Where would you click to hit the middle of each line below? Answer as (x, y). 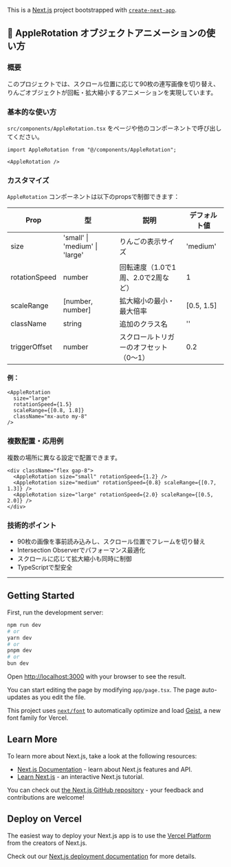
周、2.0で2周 (141, 278)
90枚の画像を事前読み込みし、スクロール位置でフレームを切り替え (111, 542)
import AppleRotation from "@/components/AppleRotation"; (92, 150)
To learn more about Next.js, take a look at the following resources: (102, 756)
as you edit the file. (59, 697)
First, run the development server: (55, 612)
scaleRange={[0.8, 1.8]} (49, 411)
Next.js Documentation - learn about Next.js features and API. (104, 769)
